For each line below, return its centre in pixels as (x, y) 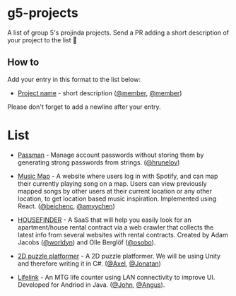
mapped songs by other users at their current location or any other (114, 191)
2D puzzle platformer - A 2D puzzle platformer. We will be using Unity (119, 256)
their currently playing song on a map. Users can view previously (112, 183)
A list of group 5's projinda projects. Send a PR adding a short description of (118, 32)
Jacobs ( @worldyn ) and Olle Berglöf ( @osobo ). (87, 242)
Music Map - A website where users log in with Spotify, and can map (118, 176)
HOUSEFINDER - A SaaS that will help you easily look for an (105, 220)
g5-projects (43, 13)
